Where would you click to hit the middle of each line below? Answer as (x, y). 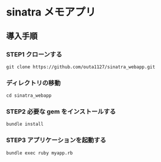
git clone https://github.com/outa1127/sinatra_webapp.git (81, 67)
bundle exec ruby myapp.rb (40, 153)
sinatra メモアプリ (51, 12)
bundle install (25, 124)
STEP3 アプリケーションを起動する (56, 140)
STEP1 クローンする (34, 54)
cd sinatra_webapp (29, 96)
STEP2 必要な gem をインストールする (61, 112)
